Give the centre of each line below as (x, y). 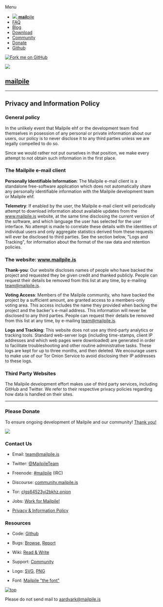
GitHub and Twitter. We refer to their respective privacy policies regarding (79, 389)
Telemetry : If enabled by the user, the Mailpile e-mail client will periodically (80, 206)
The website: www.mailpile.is (41, 260)
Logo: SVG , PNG (28, 571)
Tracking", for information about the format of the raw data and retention (78, 242)
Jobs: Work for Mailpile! (36, 501)
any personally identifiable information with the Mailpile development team (80, 191)
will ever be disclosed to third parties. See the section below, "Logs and (76, 236)
